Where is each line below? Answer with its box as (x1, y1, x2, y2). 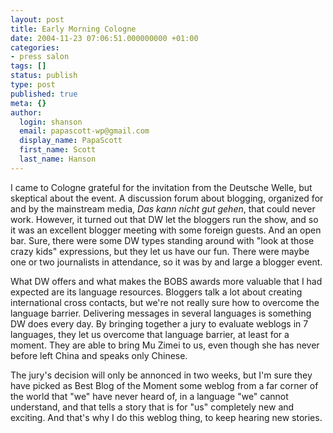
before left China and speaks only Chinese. (10, 349, 188, 361)
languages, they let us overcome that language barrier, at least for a (10, 328, 290, 340)
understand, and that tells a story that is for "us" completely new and (10, 401, 295, 413)
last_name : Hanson (19, 154, 97, 164)
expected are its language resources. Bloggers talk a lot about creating (10, 286, 303, 298)
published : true (10, 89, 78, 99)
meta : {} (10, 98, 47, 108)
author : (10, 107, 43, 118)
